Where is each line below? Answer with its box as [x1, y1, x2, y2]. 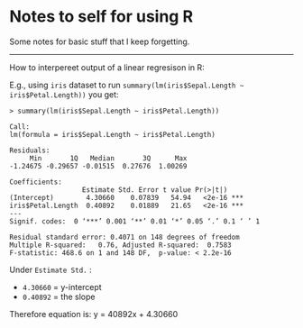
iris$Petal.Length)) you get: [9, 88, 119, 100]
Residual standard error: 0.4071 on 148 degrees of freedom [9, 232, 241, 241]
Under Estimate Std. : [9, 264, 92, 275]
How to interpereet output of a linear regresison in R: [9, 61, 205, 73]
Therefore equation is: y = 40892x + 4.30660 [9, 308, 179, 319]
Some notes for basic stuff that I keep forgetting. [9, 36, 190, 47]
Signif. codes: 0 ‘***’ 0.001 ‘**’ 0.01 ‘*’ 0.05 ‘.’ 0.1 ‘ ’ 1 [9, 216, 260, 226]
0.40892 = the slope [22, 291, 96, 302]
